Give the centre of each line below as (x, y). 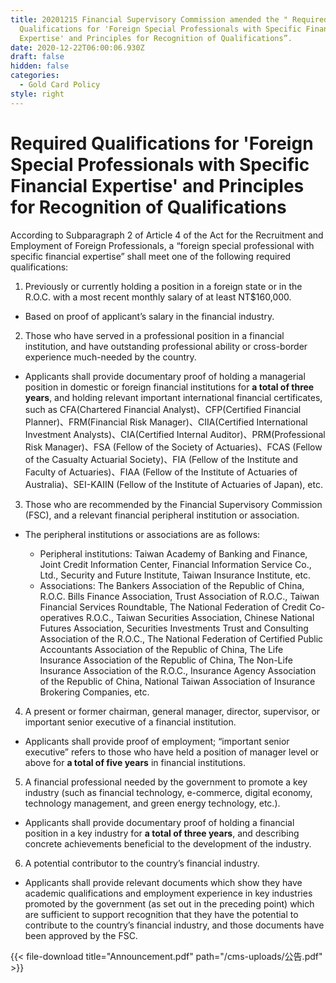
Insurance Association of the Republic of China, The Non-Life (166, 660)
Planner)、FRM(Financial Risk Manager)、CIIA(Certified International (166, 422)
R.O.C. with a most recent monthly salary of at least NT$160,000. (158, 297)
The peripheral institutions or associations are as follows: (142, 534)
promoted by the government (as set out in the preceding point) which (169, 903)
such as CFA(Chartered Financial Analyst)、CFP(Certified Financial (163, 409)
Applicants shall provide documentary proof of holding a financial (159, 822)
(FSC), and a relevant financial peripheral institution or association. (162, 515)
